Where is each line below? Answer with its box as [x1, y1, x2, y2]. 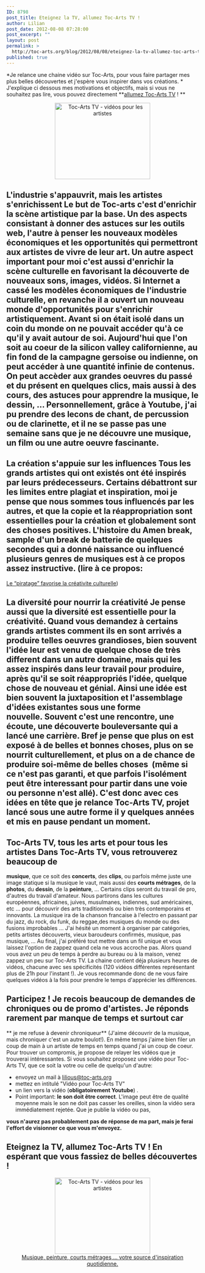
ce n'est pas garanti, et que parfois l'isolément [6, 769, 187, 779]
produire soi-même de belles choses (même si [6, 759, 188, 770]
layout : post [6, 37, 40, 43]
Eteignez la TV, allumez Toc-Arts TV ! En [6, 1142, 163, 1152]
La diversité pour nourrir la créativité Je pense [6, 597, 186, 608]
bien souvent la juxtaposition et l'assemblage [6, 693, 183, 703]
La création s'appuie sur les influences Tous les [6, 458, 191, 469]
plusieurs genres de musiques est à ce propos [6, 554, 185, 564]
